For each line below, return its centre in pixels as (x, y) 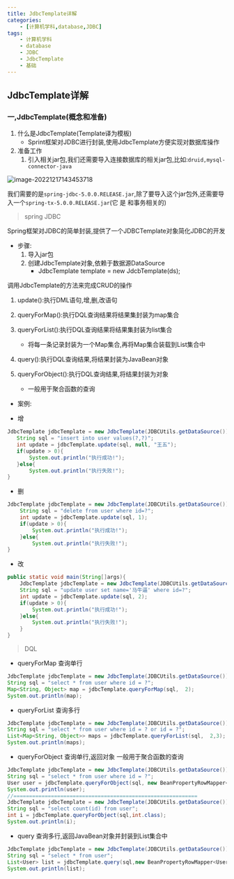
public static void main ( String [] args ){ (67, 577)
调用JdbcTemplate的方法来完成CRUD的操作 (70, 286)
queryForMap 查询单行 (50, 663)
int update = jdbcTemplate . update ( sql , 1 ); (84, 518)
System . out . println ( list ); (46, 869)
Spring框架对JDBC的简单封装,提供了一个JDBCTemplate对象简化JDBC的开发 (116, 231)
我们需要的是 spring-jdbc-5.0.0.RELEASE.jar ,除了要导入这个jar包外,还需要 (113, 194)
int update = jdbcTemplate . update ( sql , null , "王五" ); (97, 445)
